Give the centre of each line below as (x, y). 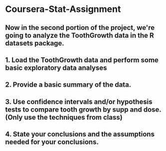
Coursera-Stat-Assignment (63, 9)
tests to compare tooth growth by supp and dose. (83, 109)
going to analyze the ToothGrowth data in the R (80, 35)
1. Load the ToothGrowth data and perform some (82, 60)
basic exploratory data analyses (56, 68)
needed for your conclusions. (52, 142)
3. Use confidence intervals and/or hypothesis (79, 101)
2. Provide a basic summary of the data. (68, 85)
